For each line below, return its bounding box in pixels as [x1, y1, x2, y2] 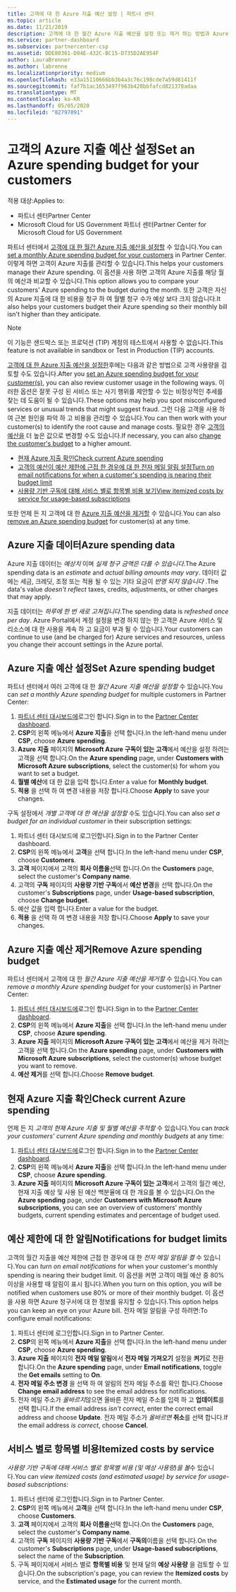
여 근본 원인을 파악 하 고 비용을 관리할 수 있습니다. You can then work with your [7, 413, 228, 422]
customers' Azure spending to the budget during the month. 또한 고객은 [7, 285, 213, 294]
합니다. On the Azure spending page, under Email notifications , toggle [17, 1362, 222, 1371]
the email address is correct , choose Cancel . [17, 1421, 149, 1429]
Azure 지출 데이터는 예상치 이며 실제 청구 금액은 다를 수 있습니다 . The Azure [7, 559, 216, 567]
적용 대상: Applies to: [7, 196, 65, 205]
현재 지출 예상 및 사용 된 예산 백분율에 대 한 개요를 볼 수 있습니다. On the [17, 1188, 215, 1196]
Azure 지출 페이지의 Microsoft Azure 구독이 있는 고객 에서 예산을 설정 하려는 [17, 745, 230, 753]
